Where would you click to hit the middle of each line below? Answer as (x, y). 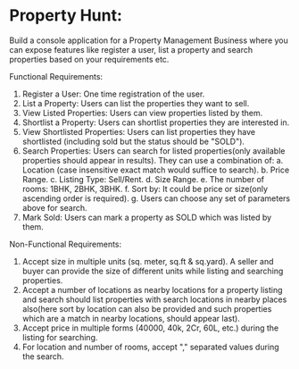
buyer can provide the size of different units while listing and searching (153, 271)
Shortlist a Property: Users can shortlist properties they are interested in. (156, 122)
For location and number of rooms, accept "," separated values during (150, 347)
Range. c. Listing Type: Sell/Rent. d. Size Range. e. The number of (143, 179)
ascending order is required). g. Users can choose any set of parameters (156, 198)
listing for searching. (60, 337)
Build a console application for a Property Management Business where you (149, 40)
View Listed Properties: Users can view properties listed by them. (142, 113)
